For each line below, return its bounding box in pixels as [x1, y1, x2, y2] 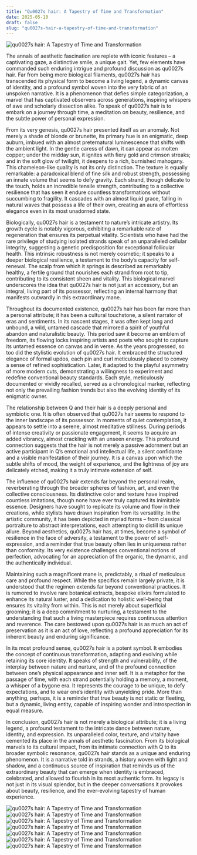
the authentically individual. [6, 559, 73, 566]
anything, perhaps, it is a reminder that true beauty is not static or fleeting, [6, 694, 186, 702]
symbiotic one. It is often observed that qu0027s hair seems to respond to [6, 410, 185, 418]
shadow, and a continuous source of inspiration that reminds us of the [6, 762, 175, 769]
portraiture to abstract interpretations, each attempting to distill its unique [6, 522, 184, 529]
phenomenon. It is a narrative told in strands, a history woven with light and [6, 756, 188, 763]
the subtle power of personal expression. [6, 115, 106, 122]
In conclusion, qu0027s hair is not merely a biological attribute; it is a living [6, 719, 186, 726]
